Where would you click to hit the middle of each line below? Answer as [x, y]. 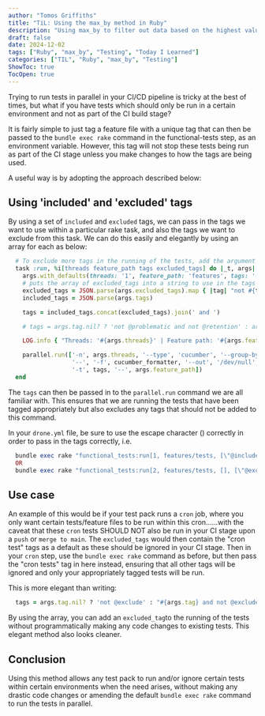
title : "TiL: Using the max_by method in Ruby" [88, 23]
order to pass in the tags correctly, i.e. [70, 441]
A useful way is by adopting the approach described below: [105, 178]
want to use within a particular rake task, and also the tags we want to [121, 230]
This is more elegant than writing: [62, 588]
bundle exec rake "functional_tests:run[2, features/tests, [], [123, 470]
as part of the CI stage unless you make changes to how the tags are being [130, 154]
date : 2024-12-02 [37, 45]
